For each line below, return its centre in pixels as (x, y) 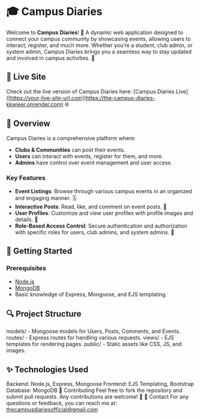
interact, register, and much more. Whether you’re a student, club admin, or (99, 45)
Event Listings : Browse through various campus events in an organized (103, 191)
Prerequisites (26, 268)
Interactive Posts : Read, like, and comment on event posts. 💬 (91, 206)
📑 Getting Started (39, 251)
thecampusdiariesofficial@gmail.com (52, 409)
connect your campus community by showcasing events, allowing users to (98, 39)
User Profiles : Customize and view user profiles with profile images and (104, 213)
